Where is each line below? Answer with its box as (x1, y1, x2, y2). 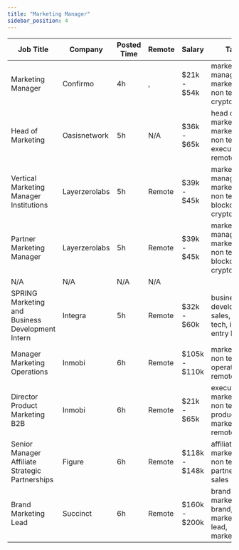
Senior (11, 439, 33, 449)
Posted (117, 40, 142, 50)
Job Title (17, 44, 49, 54)
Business (11, 315, 41, 325)
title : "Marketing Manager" (7, 10, 91, 18)
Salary (181, 44, 204, 54)
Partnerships (11, 474, 54, 484)
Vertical (11, 173, 37, 183)
